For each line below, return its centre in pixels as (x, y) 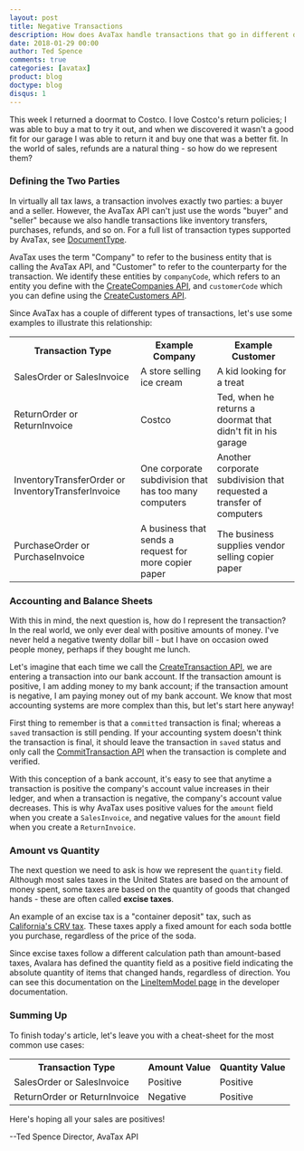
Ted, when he (246, 397)
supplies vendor (251, 545)
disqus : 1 (28, 93)
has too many (169, 491)
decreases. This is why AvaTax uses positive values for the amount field (142, 808)
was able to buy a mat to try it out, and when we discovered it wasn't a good (152, 129)
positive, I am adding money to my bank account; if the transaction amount (149, 686)
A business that (173, 528)
